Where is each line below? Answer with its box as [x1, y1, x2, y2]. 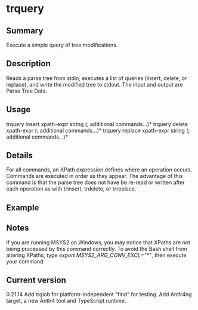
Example [6, 202, 39, 213]
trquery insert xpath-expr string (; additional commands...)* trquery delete [6, 120, 188, 127]
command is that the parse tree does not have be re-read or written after [6, 179, 185, 186]
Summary [6, 26, 44, 36]
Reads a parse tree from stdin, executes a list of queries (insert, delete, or [6, 74, 187, 82]
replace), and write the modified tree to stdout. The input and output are [6, 81, 183, 88]
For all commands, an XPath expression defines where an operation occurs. [6, 166, 193, 173]
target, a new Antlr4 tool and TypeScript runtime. [6, 297, 126, 305]
